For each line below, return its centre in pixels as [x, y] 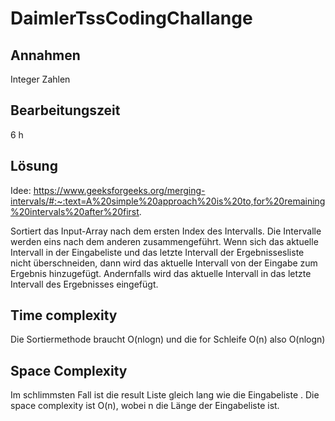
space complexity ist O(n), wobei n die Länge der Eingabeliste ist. [145, 406]
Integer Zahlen [40, 79]
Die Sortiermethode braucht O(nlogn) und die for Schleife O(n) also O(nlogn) [168, 339]
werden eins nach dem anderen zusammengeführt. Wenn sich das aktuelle [164, 241]
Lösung [34, 166]
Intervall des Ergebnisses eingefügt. [84, 284]
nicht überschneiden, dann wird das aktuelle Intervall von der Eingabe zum [164, 263]
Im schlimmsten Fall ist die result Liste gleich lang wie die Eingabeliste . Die [165, 395]
